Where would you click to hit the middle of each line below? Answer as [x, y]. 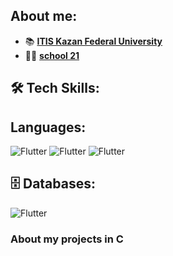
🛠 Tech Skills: [55, 88]
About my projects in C [67, 239]
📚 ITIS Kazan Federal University [93, 41]
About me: [44, 16]
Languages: [48, 127]
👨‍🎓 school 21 [52, 55]
